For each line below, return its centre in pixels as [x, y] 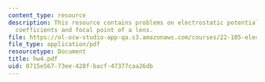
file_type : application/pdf [54, 45]
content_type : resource [47, 15]
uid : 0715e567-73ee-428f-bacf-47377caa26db [81, 66]
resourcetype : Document [47, 52]
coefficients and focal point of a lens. [84, 30]
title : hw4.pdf [33, 59]
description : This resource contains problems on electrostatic [116, 23]
